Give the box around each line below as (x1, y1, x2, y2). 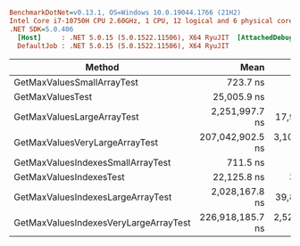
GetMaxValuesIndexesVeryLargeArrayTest (13, 217, 191, 229)
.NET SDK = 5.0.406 (9, 24, 74, 34)
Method (85, 61, 120, 74)
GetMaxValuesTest (13, 91, 92, 103)
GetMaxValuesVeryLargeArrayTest (13, 136, 159, 149)
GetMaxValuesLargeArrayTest (13, 111, 140, 123)
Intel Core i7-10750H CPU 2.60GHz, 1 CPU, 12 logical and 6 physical (9, 16, 274, 25)
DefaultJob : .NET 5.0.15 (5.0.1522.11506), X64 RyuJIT (17, 41, 229, 50)
